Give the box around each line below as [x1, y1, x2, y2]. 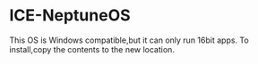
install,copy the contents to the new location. [9, 44, 175, 54]
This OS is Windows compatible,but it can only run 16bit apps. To [9, 35, 249, 45]
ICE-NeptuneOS [9, 5, 132, 26]
